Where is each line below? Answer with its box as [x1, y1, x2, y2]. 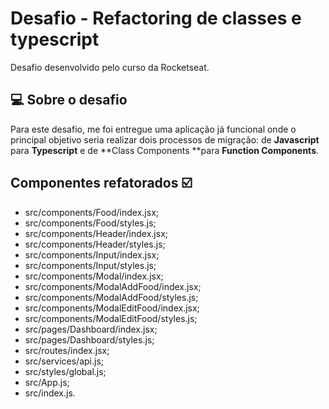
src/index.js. [24, 387, 76, 399]
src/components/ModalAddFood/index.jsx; [24, 280, 202, 292]
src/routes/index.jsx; [24, 344, 110, 356]
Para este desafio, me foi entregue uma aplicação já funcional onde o [10, 123, 297, 135]
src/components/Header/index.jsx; [24, 227, 169, 239]
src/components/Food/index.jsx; [24, 206, 159, 218]
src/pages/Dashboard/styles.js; [24, 333, 155, 346]
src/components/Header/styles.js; [24, 238, 166, 250]
